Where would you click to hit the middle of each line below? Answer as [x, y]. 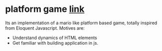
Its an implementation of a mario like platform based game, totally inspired [81, 23]
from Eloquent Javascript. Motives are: [45, 28]
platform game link [45, 9]
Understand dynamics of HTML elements [55, 38]
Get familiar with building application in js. [55, 43]
